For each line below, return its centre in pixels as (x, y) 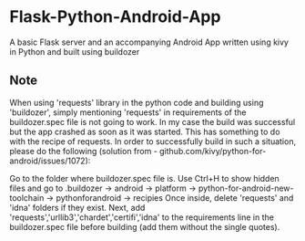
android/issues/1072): (50, 161)
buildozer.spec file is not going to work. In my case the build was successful (152, 121)
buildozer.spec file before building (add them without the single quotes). (145, 226)
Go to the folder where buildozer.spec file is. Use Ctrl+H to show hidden (144, 178)
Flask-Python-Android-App (115, 17)
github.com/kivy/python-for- (213, 151)
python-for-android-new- (246, 188)
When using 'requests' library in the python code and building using (137, 102)
